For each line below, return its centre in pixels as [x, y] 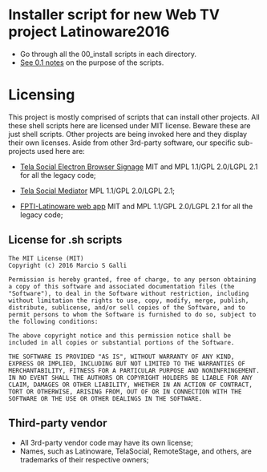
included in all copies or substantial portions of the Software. [121, 342]
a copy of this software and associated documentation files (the [121, 286]
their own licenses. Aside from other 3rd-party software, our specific [122, 143]
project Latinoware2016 [89, 32]
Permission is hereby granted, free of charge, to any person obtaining [132, 279]
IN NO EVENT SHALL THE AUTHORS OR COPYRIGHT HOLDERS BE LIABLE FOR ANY [130, 377]
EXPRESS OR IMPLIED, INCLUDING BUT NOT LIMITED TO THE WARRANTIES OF [127, 363]
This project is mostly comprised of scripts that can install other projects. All [134, 117]
